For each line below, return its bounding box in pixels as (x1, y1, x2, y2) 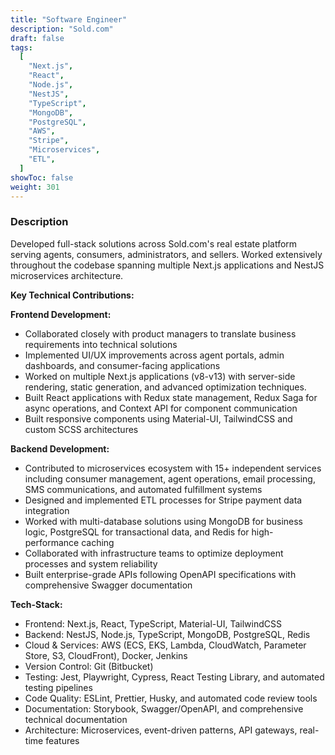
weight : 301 (10, 182, 60, 192)
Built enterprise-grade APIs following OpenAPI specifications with (24, 568, 297, 580)
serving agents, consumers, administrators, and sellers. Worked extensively (10, 248, 323, 260)
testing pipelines (24, 681, 93, 693)
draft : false (10, 33, 65, 43)
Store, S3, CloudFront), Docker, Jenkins (24, 649, 188, 661)
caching (81, 536, 115, 548)
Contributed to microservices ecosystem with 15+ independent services (24, 462, 322, 474)
